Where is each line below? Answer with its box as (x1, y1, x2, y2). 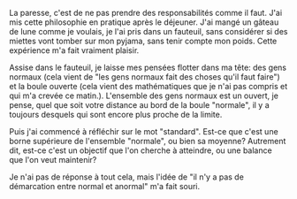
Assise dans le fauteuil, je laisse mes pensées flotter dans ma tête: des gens (9, 62, 287, 73)
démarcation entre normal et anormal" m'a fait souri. (9, 181, 201, 191)
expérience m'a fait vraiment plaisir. (9, 45, 140, 56)
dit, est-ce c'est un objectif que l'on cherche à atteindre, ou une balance (9, 145, 272, 156)
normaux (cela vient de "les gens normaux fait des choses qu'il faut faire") (9, 72, 280, 82)
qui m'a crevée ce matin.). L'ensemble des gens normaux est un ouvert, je (9, 90, 278, 101)
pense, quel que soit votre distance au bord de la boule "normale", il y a (9, 100, 270, 110)
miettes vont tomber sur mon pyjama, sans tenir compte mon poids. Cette (9, 35, 278, 46)
